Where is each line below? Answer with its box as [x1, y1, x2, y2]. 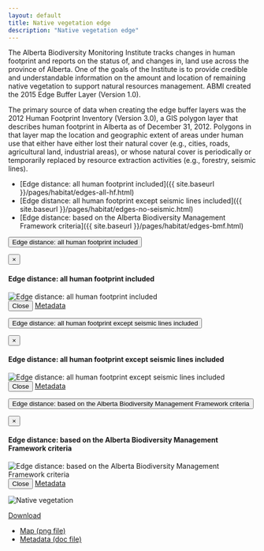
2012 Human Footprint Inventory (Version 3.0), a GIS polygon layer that [8, 114, 239, 123]
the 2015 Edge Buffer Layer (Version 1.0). [8, 90, 141, 100]
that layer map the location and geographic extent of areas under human [8, 130, 244, 140]
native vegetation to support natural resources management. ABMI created [8, 81, 251, 91]
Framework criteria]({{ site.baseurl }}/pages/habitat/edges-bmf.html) [19, 221, 244, 231]
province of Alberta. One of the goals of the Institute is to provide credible [8, 65, 248, 74]
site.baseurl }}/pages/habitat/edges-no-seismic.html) [19, 205, 194, 214]
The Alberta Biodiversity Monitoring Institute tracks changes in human [8, 48, 236, 58]
